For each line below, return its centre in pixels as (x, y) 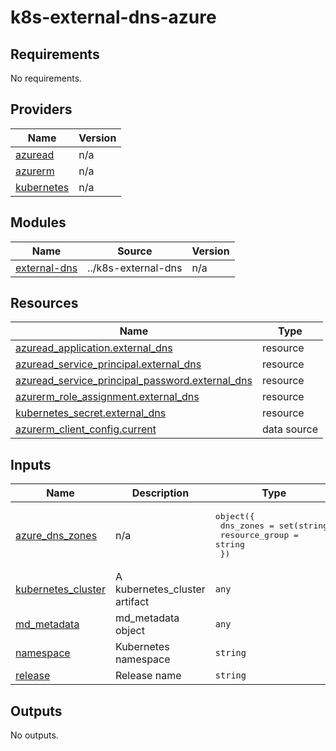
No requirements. (46, 78)
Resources (44, 303)
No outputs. (34, 735)
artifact (132, 602)
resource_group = (259, 535)
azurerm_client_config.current (86, 429)
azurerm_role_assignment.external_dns (107, 397)
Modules (38, 222)
